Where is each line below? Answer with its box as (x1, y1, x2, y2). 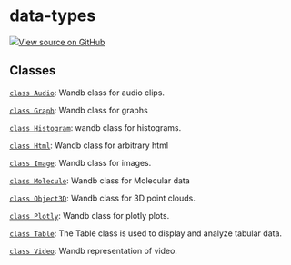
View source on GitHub (18, 36, 105, 47)
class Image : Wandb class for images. (9, 157, 152, 168)
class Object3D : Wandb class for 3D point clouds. (9, 192, 196, 203)
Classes (9, 63, 56, 78)
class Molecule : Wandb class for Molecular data (9, 174, 191, 186)
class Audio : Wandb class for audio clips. (9, 87, 166, 98)
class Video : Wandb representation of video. (9, 245, 177, 256)
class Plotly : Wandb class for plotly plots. (9, 210, 170, 221)
